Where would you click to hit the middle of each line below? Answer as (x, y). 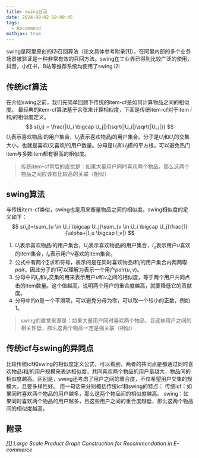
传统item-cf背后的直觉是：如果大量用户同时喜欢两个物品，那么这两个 (105, 166)
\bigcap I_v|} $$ (115, 233)
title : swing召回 (27, 12)
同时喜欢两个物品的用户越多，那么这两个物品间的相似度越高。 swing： (97, 393)
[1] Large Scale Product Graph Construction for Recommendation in (89, 444)
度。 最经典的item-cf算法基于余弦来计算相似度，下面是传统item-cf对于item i (99, 109)
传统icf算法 (27, 87)
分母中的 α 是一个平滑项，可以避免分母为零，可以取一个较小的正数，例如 (102, 300)
